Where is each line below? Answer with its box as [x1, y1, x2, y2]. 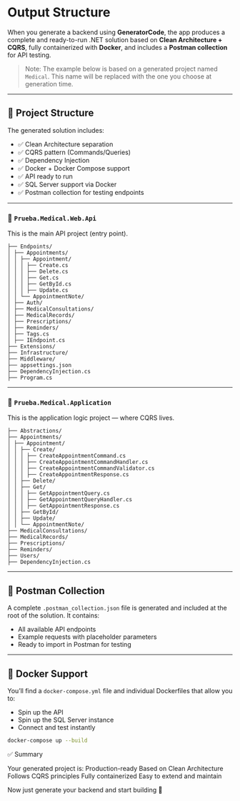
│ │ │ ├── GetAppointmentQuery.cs [7, 490, 111, 497]
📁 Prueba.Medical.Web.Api [7, 213, 96, 223]
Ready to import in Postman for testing [17, 640, 131, 649]
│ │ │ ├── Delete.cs [7, 268, 69, 276]
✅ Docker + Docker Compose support [17, 163, 130, 172]
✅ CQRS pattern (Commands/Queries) [17, 148, 131, 156]
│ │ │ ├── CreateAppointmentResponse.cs [7, 471, 130, 478]
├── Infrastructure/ [7, 349, 69, 357]
